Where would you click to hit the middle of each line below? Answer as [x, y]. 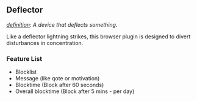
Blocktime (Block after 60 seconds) [59, 85]
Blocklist [26, 72]
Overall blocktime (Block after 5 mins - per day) [75, 91]
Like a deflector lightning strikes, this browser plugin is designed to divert [99, 37]
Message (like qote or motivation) [57, 78]
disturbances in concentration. [45, 43]
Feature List [24, 58]
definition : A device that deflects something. [62, 24]
